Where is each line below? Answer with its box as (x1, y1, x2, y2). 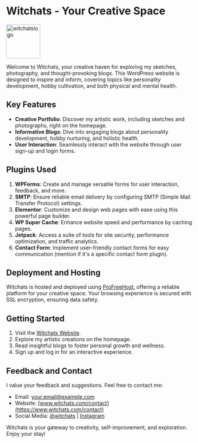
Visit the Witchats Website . (14, 329, 81, 337)
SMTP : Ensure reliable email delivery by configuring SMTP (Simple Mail (14, 193, 191, 200)
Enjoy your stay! (6, 430, 46, 437)
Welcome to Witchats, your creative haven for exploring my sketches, (6, 63, 177, 70)
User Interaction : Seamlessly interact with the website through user (14, 140, 182, 148)
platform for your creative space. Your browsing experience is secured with (6, 290, 192, 297)
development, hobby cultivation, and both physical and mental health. (6, 82, 178, 89)
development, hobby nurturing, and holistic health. (14, 135, 139, 142)
